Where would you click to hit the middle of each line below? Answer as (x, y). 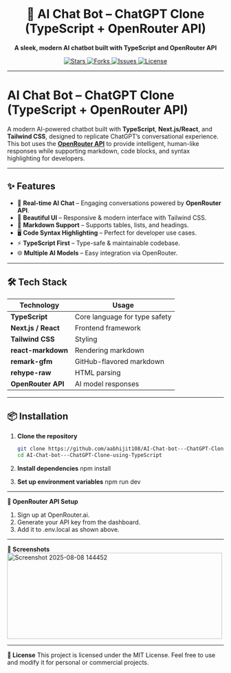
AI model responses (107, 383)
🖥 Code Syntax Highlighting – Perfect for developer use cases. (107, 233)
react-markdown (40, 350)
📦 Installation (38, 416)
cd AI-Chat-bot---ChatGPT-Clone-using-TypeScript (90, 456)
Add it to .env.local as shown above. (68, 530)
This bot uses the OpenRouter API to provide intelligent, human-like (103, 143)
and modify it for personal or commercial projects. (78, 663)
